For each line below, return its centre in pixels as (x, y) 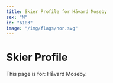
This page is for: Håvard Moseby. (46, 74)
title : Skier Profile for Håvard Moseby (57, 12)
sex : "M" (17, 17)
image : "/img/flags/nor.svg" (42, 28)
